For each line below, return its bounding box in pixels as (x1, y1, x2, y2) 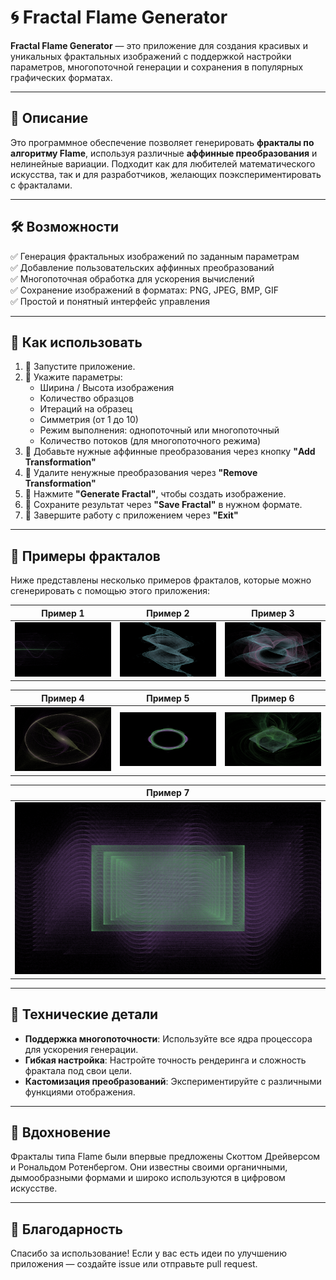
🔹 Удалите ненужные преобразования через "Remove (24, 467, 258, 479)
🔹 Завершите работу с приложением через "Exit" (24, 509, 239, 521)
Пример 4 (41, 692, 85, 704)
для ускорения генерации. (24, 1043, 139, 1055)
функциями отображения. (24, 1086, 136, 1098)
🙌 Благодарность (10, 1221, 123, 1238)
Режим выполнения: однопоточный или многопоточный (39, 424, 280, 436)
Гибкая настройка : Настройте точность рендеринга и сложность (24, 1054, 307, 1066)
